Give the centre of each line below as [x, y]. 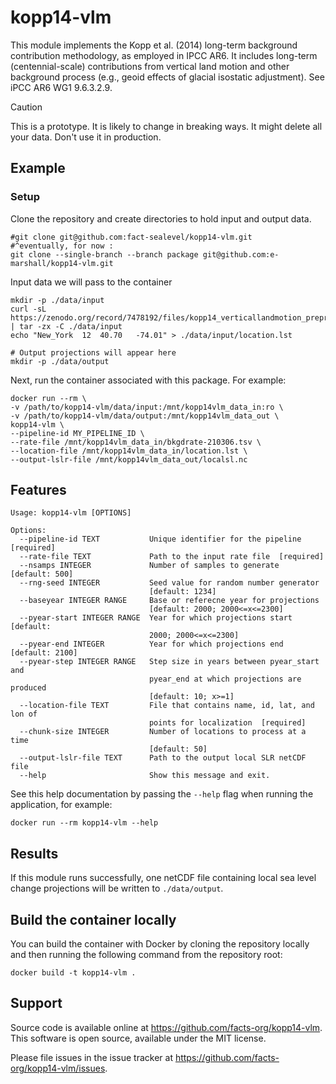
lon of [24, 714]
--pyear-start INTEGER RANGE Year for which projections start [156, 618]
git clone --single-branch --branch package [104, 254]
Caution [26, 107]
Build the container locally [93, 919]
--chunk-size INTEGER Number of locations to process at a [163, 732]
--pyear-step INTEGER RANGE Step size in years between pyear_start [169, 662]
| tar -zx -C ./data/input [66, 326]
